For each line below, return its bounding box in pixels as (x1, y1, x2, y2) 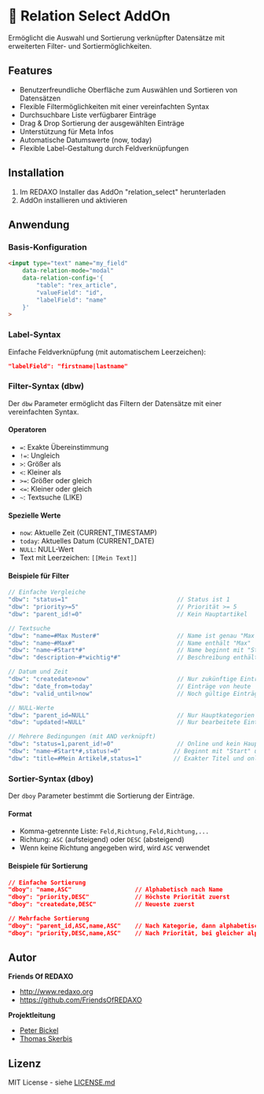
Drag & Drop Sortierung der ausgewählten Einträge (19, 118, 185, 128)
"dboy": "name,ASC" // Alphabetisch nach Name (8, 886, 223, 894)
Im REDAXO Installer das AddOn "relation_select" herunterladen (19, 187, 226, 196)
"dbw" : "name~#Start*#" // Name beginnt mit (8, 646, 244, 654)
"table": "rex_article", (36, 281, 118, 289)
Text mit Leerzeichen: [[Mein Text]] (19, 553, 137, 562)
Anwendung (8, 218, 70, 231)
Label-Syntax (8, 329, 61, 340)
